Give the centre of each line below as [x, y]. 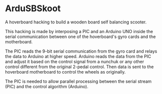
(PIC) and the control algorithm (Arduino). [47, 86]
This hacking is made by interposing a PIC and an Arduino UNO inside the [79, 31]
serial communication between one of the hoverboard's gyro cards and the [81, 37]
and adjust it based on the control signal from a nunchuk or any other [75, 61]
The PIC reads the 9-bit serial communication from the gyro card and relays [81, 51]
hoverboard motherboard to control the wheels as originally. [65, 72]
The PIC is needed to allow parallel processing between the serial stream [79, 81]
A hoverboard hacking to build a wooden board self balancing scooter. [76, 22]
